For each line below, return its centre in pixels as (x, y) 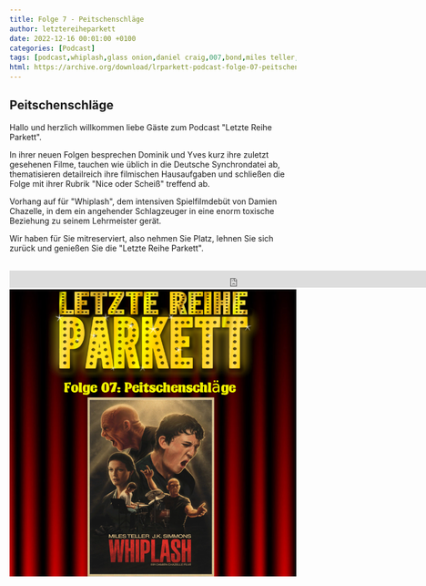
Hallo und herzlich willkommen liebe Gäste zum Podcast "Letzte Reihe (141, 127)
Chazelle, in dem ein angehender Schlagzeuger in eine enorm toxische (142, 211)
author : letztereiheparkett (63, 29)
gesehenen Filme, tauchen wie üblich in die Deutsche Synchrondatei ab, (145, 164)
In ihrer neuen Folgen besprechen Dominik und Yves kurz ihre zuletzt (139, 154)
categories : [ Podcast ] (52, 48)
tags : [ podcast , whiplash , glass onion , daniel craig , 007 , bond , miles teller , (154, 58)
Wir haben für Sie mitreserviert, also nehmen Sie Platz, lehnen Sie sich (142, 238)
